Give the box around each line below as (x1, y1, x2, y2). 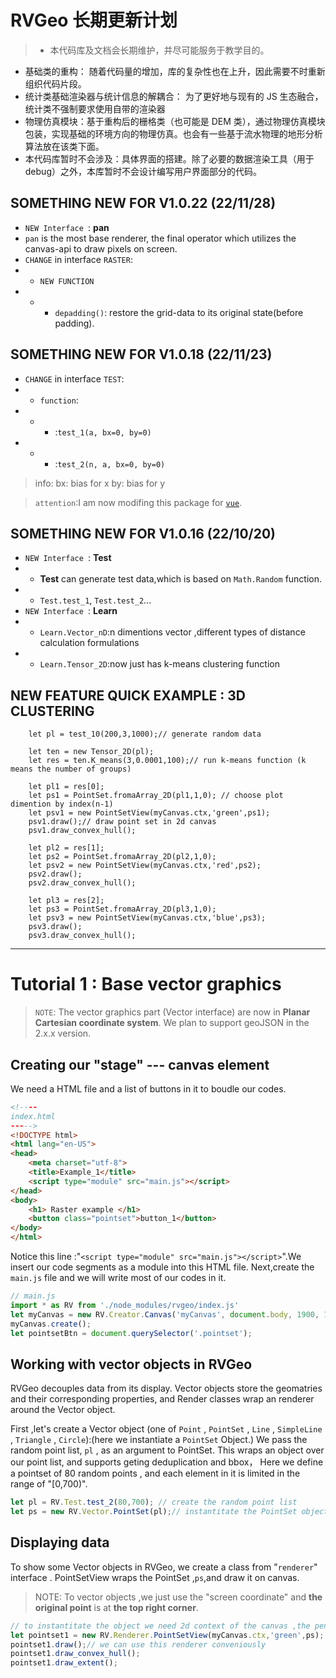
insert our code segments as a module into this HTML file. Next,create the (10, 1261, 315, 1273)
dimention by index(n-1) (10, 799, 114, 810)
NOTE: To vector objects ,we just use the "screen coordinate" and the (34, 1591, 323, 1603)
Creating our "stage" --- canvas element (10, 1056, 270, 1073)
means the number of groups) (10, 764, 132, 775)
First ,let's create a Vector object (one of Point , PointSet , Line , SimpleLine (10, 1423, 323, 1435)
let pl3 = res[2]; (28, 896, 105, 906)
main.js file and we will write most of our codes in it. (10, 1272, 227, 1284)
